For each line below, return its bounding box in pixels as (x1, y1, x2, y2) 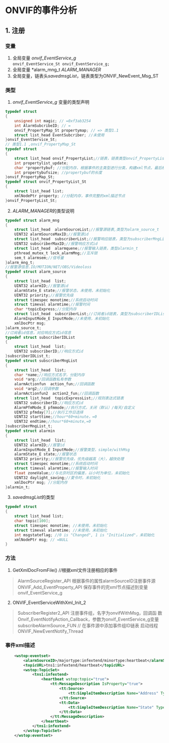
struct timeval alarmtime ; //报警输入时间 (14, 466, 98, 471)
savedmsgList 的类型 (12, 494, 55, 500)
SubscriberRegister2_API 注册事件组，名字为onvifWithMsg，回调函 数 (17, 610, 162, 616)
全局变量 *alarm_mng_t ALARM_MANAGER (12, 66, 102, 72)
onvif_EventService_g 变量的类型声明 (12, 99, 90, 105)
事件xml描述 (5, 641, 35, 648)
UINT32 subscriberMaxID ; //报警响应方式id (14, 241, 98, 247)
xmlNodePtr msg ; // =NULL (14, 537, 69, 542)
